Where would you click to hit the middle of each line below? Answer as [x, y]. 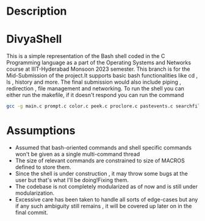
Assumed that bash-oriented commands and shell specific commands [103, 147]
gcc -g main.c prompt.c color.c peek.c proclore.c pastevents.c [90, 106]
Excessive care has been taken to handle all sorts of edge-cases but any [106, 199]
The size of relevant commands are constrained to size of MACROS [100, 161]
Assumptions [41, 131]
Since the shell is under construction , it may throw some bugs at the [101, 173]
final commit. [31, 212]
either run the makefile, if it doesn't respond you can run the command [95, 95]
